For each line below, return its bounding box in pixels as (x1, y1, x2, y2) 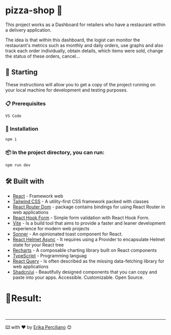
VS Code (5, 113, 22, 119)
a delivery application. (5, 27, 52, 33)
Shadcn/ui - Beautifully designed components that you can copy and (12, 269, 157, 275)
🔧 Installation (5, 125, 39, 132)
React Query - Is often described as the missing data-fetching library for (12, 258, 164, 265)
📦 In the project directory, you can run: (5, 149, 105, 156)
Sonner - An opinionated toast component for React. (12, 231, 123, 237)
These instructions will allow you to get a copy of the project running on (5, 81, 156, 87)
